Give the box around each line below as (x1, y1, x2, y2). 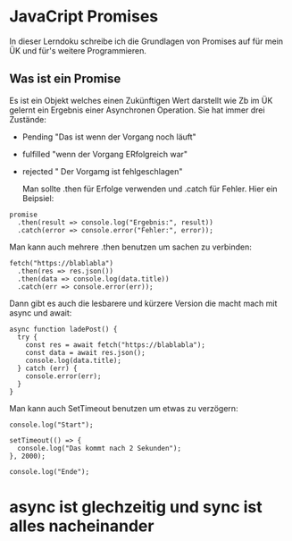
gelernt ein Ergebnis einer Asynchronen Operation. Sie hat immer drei (9, 105, 265, 115)
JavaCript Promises (9, 6, 159, 27)
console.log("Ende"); (9, 467, 90, 476)
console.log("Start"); (9, 420, 94, 429)
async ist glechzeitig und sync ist (9, 496, 263, 517)
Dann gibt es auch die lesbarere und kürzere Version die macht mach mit (9, 298, 278, 309)
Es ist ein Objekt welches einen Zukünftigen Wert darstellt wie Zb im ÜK (9, 95, 273, 106)
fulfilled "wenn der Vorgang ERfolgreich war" (21, 148, 188, 159)
